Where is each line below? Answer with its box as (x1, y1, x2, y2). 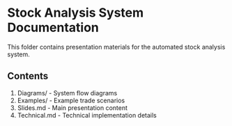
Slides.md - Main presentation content (17, 103, 127, 112)
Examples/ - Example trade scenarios (17, 96, 125, 104)
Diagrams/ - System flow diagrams (17, 88, 118, 97)
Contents (7, 70, 49, 82)
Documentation (7, 19, 100, 36)
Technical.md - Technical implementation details (17, 111, 157, 119)
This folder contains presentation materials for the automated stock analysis (7, 42, 226, 51)
